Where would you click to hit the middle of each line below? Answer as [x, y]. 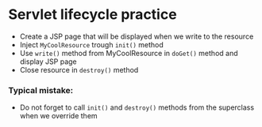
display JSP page [48, 62]
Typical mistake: [41, 90]
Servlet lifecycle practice [92, 15]
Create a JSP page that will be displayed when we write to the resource [137, 36]
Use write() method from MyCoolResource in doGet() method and [129, 53]
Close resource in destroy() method [79, 69]
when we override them [58, 116]
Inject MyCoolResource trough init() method [92, 44]
